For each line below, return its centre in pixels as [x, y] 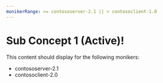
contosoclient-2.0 [36, 75]
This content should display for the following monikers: [73, 57]
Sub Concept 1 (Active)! [65, 40]
